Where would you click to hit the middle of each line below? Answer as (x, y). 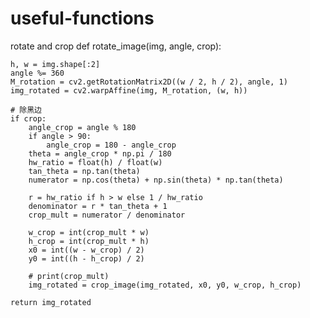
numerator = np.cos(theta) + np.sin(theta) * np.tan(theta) (156, 180)
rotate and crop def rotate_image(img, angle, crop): (116, 46)
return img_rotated (51, 302)
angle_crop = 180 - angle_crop (111, 145)
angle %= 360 (37, 73)
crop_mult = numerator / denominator (107, 215)
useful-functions (82, 18)
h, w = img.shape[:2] (55, 64)
